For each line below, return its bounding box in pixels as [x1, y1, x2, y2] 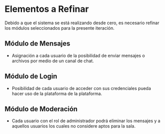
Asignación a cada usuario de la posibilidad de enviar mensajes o [11, 52, 145, 58]
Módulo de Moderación [4, 105, 78, 113]
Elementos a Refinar [4, 3, 89, 15]
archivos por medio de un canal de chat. [11, 58, 94, 64]
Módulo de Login [4, 72, 57, 81]
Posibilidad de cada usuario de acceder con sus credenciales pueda [11, 85, 151, 91]
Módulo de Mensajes [4, 40, 71, 48]
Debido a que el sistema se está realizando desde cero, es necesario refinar [4, 20, 160, 26]
